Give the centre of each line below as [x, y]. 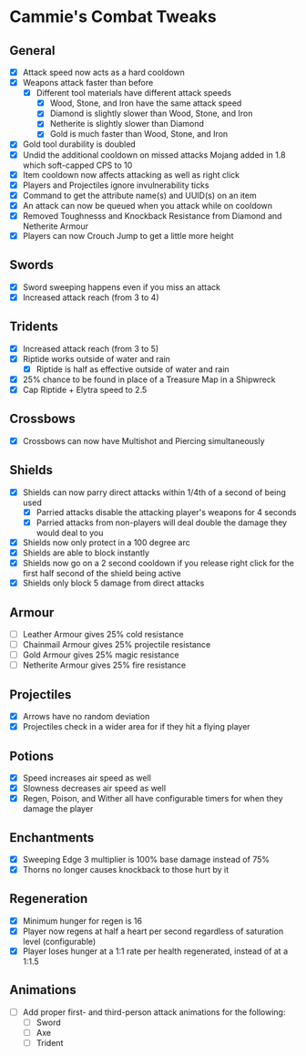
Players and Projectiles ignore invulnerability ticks [116, 185]
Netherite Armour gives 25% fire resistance [104, 665]
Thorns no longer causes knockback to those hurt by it [126, 870]
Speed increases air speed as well [87, 778]
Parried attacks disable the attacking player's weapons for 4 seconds [166, 512]
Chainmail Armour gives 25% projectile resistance [117, 644]
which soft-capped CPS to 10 [77, 165]
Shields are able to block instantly [86, 553]
